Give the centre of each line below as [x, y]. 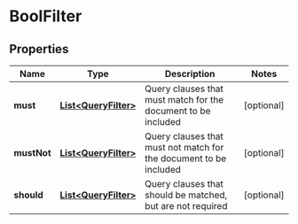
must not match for [184, 147]
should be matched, [186, 195]
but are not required [186, 206]
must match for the [184, 100]
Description [190, 74]
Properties [39, 49]
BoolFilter [46, 16]
